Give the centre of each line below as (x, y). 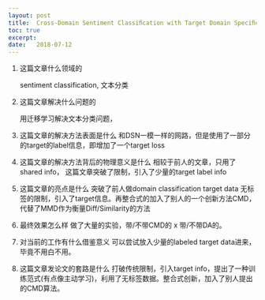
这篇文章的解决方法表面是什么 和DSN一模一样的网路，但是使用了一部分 (135, 136)
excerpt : (22, 37)
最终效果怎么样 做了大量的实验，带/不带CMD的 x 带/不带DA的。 (123, 225)
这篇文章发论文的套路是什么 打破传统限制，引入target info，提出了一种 (134, 268)
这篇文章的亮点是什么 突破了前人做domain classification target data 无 (133, 189)
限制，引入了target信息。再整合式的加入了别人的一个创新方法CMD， (145, 199)
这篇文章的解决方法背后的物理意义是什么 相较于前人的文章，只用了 (128, 162)
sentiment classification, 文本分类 (74, 85)
